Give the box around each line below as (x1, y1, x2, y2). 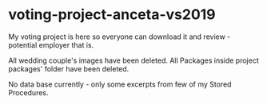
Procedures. (8, 87, 50, 97)
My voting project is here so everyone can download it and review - (8, 32, 231, 41)
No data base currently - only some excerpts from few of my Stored (8, 79, 232, 89)
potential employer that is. (8, 40, 94, 49)
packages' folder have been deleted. (8, 64, 130, 73)
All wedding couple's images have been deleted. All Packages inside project (8, 56, 259, 65)
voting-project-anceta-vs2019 (8, 6, 216, 24)
